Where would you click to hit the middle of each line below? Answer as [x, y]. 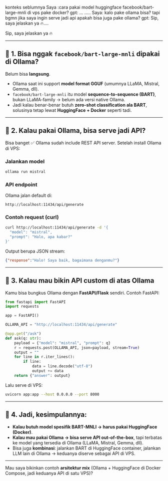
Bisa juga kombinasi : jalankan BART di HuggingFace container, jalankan [86, 448]
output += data [48, 371]
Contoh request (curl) [32, 217]
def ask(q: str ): [23, 338]
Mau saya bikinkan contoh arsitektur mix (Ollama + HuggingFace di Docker [83, 467]
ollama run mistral [25, 172]
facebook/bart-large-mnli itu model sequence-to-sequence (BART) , [84, 94]
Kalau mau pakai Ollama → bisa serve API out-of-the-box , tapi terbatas [87, 437]
